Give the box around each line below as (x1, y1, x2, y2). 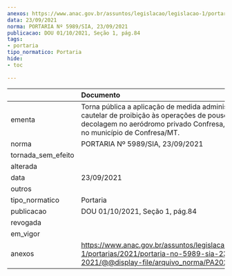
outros (10, 184, 32, 194)
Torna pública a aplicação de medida (81, 102, 201, 111)
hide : (7, 55, 23, 62)
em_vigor (10, 229, 40, 239)
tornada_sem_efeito (10, 150, 75, 160)
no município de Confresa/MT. (81, 127, 180, 137)
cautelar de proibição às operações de (81, 110, 206, 120)
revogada (10, 217, 41, 227)
